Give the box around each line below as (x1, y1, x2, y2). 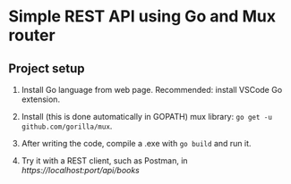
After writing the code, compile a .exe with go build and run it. (21, 138, 252, 148)
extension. (21, 94, 60, 105)
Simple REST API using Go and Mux (8, 6, 277, 27)
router (8, 25, 56, 46)
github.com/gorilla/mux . (21, 121, 113, 131)
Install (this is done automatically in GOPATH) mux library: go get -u (21, 112, 272, 121)
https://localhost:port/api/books (21, 165, 141, 175)
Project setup (8, 61, 86, 76)
